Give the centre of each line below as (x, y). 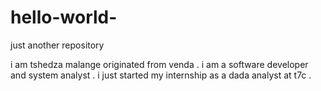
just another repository (57, 45)
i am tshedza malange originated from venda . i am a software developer (159, 64)
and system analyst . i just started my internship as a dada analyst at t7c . (161, 75)
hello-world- (64, 17)
